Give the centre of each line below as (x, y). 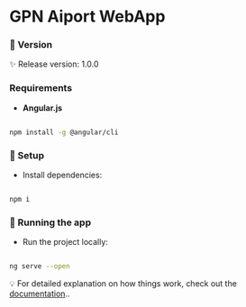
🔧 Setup (27, 155)
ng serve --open (40, 266)
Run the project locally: (65, 242)
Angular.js (42, 108)
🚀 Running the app (50, 222)
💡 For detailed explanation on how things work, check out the (123, 284)
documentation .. (40, 293)
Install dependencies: (62, 175)
